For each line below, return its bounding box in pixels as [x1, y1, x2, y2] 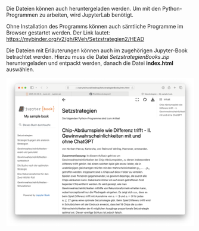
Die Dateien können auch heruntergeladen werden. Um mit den [6, 5, 161, 12]
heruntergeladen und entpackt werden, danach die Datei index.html [6, 59, 174, 67]
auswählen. [6, 66, 35, 73]
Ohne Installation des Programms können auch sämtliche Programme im [6, 23, 184, 30]
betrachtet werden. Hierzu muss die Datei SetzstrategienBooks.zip [6, 53, 170, 60]
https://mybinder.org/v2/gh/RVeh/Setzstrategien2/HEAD [6, 36, 145, 42]
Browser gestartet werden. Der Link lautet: [6, 29, 110, 36]
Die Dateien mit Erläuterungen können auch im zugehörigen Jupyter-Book [6, 47, 188, 54]
